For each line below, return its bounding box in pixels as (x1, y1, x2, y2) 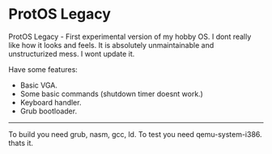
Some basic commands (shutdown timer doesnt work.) (19, 88, 204, 98)
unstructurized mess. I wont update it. (8, 49, 135, 58)
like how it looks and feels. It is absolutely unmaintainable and (8, 40, 215, 49)
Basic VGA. (19, 80, 58, 90)
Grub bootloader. (19, 106, 78, 116)
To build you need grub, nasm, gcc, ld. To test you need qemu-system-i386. (8, 129, 262, 139)
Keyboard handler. (19, 97, 82, 107)
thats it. (8, 138, 34, 148)
